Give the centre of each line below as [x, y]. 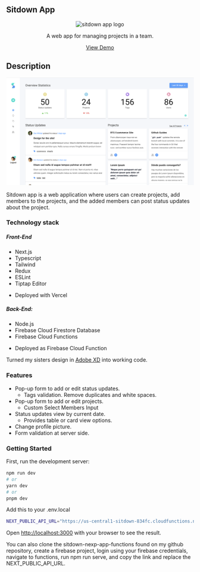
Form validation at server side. [52, 433]
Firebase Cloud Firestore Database [57, 331]
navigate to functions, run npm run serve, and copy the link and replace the [99, 557]
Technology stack [33, 222]
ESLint [23, 277]
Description [28, 66]
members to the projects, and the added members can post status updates [98, 201]
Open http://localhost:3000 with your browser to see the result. [84, 533]
